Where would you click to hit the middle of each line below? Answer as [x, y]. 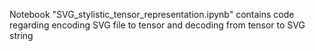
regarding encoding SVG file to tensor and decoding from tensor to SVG [157, 25]
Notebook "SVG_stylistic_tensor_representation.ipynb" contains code [152, 14]
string [21, 35]
